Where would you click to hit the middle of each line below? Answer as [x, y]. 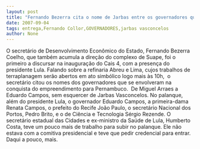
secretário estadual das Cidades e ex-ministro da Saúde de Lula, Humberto [98, 120]
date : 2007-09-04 [28, 23]
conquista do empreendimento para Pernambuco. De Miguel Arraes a [92, 89]
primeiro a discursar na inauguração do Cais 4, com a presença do [88, 64]
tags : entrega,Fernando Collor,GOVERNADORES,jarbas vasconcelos [87, 28]
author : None [22, 34]
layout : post [22, 12]
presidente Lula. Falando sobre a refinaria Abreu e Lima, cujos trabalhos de [98, 70]
